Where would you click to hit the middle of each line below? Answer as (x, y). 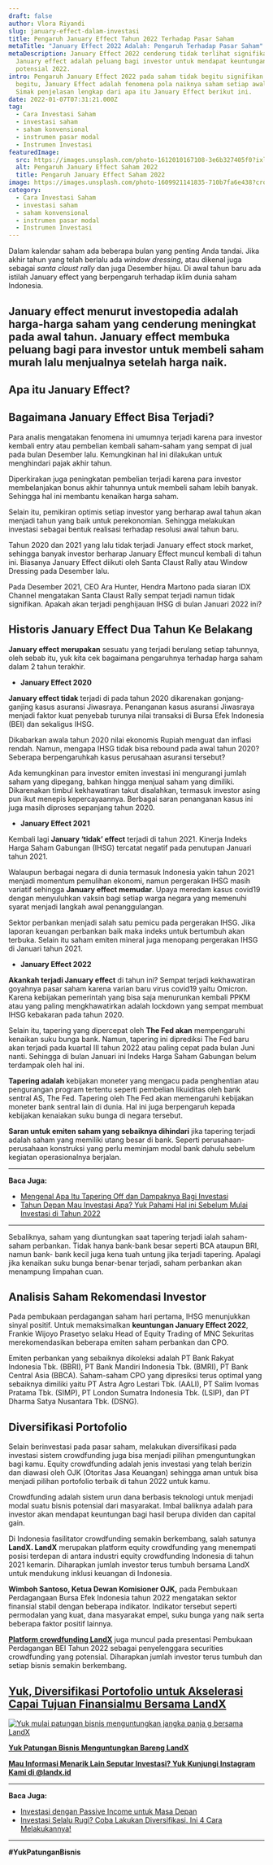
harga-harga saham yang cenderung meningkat (132, 324)
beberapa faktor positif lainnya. (61, 1624)
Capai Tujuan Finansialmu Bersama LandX (117, 1703)
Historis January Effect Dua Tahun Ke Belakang (131, 630)
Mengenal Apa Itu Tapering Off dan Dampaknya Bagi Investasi (124, 1196)
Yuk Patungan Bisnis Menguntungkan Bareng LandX (99, 1748)
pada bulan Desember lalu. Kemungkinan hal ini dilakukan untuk (115, 454)
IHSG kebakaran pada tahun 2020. (66, 1014)
